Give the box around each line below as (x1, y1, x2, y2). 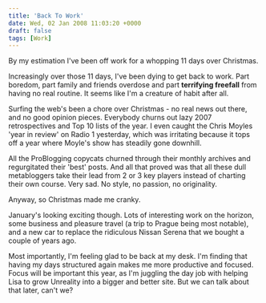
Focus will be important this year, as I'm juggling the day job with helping (8, 269, 248, 278)
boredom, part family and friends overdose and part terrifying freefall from (8, 80, 258, 90)
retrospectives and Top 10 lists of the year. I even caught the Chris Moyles (8, 121, 253, 131)
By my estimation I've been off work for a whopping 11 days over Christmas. (8, 56, 259, 66)
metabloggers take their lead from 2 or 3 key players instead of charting (8, 171, 246, 180)
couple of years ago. (8, 236, 77, 245)
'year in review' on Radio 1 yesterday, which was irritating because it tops (8, 130, 251, 139)
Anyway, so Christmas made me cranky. (8, 195, 141, 204)
